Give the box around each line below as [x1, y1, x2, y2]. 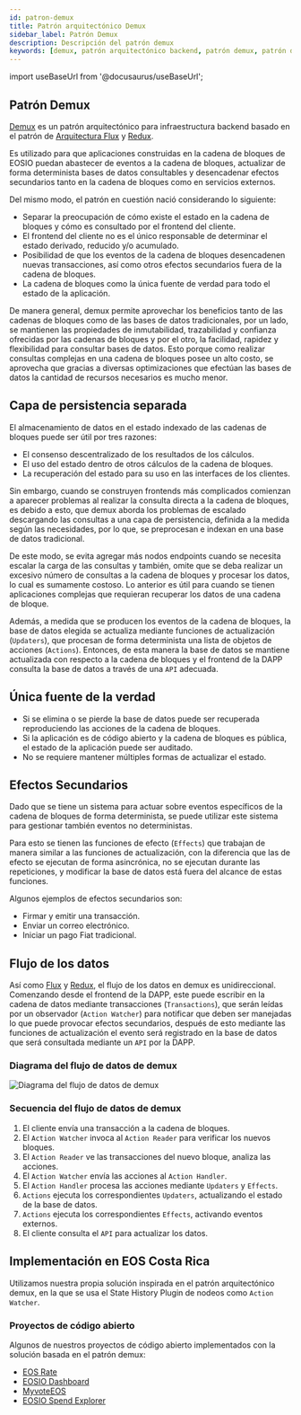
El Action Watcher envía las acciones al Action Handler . [21, 1170, 228, 1181]
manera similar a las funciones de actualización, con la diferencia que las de [9, 847, 291, 858]
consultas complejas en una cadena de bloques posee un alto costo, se [9, 352, 274, 364]
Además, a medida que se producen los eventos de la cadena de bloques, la [9, 615, 291, 626]
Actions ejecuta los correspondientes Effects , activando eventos [21, 1208, 263, 1219]
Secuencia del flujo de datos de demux [9, 1102, 182, 1115]
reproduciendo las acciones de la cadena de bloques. [21, 722, 221, 733]
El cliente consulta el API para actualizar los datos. [21, 1227, 209, 1238]
